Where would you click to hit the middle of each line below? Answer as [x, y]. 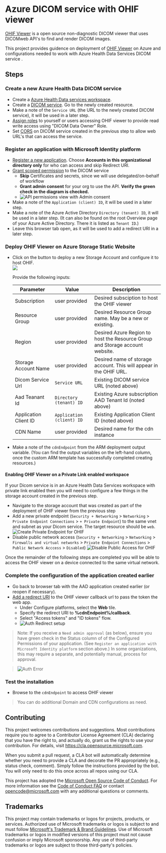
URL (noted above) [116, 386]
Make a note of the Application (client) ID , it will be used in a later [82, 202]
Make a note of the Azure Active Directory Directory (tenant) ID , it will [85, 212]
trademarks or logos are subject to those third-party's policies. [69, 845]
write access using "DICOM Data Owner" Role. [60, 126]
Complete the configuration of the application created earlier [80, 576]
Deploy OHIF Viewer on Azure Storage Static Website [70, 247]
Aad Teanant [29, 397]
